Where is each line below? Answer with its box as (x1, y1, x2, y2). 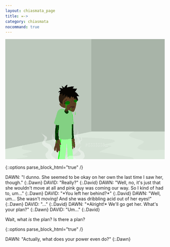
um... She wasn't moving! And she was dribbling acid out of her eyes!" (5, 196, 152, 202)
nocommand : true (5, 24, 39, 29)
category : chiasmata (5, 19, 49, 24)
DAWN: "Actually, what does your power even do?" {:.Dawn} (5, 236, 131, 242)
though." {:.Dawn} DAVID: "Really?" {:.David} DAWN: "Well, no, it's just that (5, 179, 161, 186)
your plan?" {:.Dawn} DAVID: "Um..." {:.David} (5, 206, 100, 213)
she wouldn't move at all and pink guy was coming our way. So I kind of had (5, 185, 163, 191)
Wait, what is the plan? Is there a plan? (5, 217, 86, 223)
